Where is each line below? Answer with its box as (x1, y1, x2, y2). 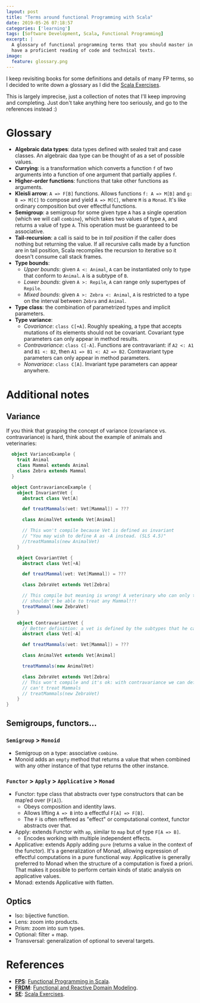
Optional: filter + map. (14, 930, 68, 938)
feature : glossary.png (11, 58, 68, 64)
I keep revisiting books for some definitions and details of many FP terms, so (6, 75, 194, 82)
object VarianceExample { (11, 452, 76, 457)
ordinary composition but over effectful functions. (14, 203, 137, 210)
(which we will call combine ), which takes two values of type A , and (14, 215, 177, 222)
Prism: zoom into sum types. (14, 924, 85, 932)
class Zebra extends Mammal (17, 468, 86, 474)
